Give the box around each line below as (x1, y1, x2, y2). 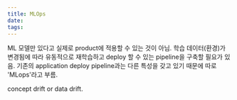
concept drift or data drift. (7, 84, 83, 93)
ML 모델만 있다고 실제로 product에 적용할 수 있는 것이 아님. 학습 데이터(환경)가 (7, 44, 226, 52)
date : (7, 17, 23, 24)
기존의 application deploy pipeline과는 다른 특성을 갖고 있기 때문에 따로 (16, 62, 217, 70)
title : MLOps (7, 10, 46, 18)
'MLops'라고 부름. (7, 70, 58, 79)
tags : (7, 23, 23, 30)
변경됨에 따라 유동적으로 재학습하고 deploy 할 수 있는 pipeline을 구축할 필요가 (7, 52, 223, 61)
